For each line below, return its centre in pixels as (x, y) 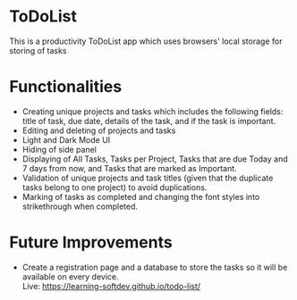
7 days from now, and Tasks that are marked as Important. (129, 168)
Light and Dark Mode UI (66, 139)
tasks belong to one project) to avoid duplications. (115, 187)
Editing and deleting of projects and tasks (99, 130)
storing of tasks (38, 50)
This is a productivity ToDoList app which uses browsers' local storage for (146, 41)
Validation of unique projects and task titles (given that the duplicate (148, 178)
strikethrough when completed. (80, 206)
